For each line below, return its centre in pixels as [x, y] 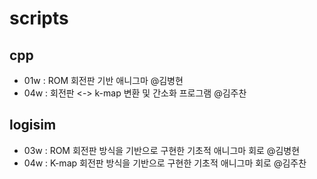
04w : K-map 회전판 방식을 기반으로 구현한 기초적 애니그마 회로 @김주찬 [165, 163]
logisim [33, 125]
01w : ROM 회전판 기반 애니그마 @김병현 [103, 80]
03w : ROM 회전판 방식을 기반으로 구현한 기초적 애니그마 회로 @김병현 [162, 150]
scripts [39, 18]
